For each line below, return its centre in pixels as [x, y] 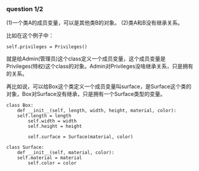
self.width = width [52, 121]
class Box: [20, 106]
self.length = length [44, 116]
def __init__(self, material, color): [66, 153]
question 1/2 [25, 9]
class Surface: [25, 148]
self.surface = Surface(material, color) [81, 137]
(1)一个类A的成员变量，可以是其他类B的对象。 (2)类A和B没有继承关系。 [95, 23]
